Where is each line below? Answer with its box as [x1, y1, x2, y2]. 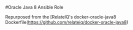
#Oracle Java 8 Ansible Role [5, 4, 63, 10]
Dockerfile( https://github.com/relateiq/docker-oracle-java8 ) [5, 19, 128, 25]
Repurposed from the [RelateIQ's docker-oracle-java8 [5, 14, 116, 19]
